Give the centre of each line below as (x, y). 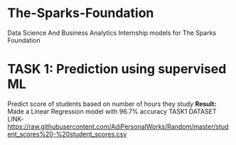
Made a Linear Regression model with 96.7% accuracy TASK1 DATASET (112, 111)
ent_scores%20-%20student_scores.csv (67, 134)
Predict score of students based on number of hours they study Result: (112, 104)
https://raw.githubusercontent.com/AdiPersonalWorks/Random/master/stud (118, 127)
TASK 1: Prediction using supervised (117, 69)
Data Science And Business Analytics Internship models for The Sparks (112, 33)
